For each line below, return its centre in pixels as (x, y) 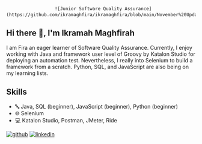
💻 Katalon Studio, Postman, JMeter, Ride (66, 120)
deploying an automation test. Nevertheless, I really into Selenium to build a (99, 60)
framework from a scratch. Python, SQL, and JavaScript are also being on (98, 67)
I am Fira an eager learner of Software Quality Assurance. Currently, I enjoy (99, 47)
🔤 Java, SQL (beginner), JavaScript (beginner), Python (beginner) (96, 106)
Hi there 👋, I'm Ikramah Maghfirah (71, 33)
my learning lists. (27, 73)
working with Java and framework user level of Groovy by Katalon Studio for (101, 54)
